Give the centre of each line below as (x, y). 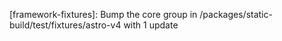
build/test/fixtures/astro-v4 (65, 25)
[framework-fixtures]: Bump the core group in (103, 14)
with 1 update (151, 25)
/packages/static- (236, 14)
